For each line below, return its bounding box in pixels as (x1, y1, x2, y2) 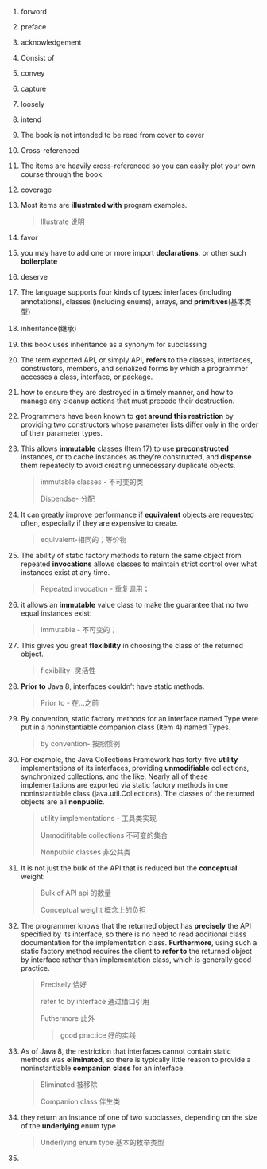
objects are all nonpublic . (20, 797, 105, 807)
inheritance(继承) (20, 324, 77, 333)
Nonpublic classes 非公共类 (40, 847, 131, 857)
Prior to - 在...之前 (40, 698, 99, 707)
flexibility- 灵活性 (40, 666, 96, 675)
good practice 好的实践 (60, 1030, 137, 1040)
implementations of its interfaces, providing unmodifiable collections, (20, 764, 250, 772)
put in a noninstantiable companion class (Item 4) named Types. (20, 722, 231, 732)
